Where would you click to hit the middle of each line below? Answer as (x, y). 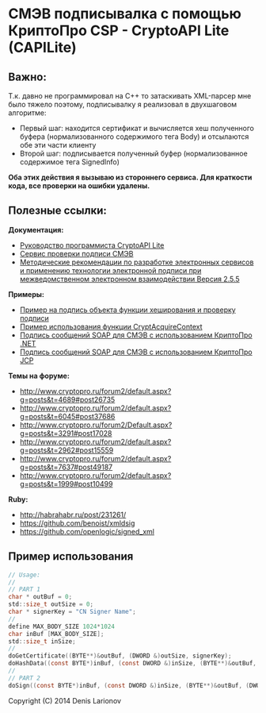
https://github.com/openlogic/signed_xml (87, 531)
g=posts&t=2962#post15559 (66, 450)
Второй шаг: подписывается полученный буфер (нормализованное (133, 153)
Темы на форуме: (39, 376)
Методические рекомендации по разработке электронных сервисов (137, 262)
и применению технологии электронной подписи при (110, 270)
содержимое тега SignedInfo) (70, 162)
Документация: (36, 229)
